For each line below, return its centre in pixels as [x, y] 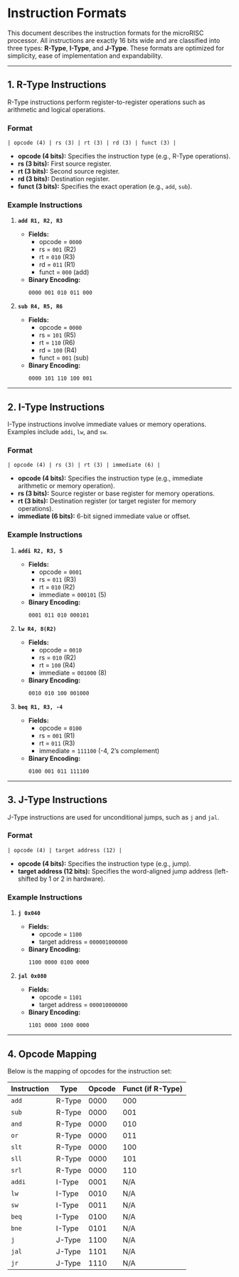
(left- [221, 871]
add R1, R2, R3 [40, 221]
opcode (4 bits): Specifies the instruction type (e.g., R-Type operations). [124, 156]
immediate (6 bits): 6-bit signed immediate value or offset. [104, 516]
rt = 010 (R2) [57, 587]
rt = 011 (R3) [57, 743]
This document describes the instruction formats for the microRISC [106, 33]
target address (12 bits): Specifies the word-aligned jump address [115, 871]
